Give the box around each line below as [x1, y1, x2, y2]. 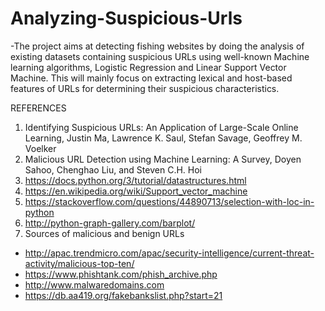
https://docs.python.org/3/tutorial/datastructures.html [24, 174, 247, 186]
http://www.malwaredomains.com [24, 278, 165, 291]
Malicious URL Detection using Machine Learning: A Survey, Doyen [24, 153, 302, 165]
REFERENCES [10, 102, 67, 114]
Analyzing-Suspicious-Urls [10, 7, 243, 30]
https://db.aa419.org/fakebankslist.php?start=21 [24, 289, 223, 301]
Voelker [24, 142, 57, 154]
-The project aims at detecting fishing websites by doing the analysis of [10, 40, 305, 52]
